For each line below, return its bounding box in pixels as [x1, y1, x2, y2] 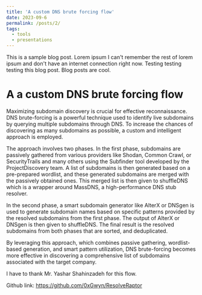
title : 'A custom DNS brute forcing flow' [6, 8, 115, 15]
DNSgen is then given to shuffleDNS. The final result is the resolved [6, 221, 175, 228]
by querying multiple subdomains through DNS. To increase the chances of [6, 120, 194, 128]
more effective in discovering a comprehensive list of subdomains [6, 251, 170, 259]
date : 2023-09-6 [6, 15, 47, 21]
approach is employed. [6, 133, 63, 140]
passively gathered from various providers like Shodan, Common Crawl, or [6, 151, 192, 158]
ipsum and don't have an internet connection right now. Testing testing [6, 60, 182, 67]
